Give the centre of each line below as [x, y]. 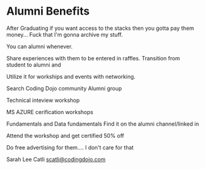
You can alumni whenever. [39, 46]
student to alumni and [34, 65]
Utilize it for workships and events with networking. [71, 76]
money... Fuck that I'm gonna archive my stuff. [65, 34]
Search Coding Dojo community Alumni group [64, 88]
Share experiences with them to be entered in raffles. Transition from [93, 58]
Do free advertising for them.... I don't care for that [70, 147]
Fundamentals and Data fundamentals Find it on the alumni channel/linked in [103, 124]
